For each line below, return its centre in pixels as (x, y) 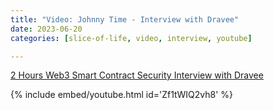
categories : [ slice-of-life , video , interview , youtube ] (131, 38)
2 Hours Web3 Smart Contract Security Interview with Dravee (137, 75)
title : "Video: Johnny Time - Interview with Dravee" (125, 19)
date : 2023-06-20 (46, 29)
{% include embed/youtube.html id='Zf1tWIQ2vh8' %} (122, 95)
